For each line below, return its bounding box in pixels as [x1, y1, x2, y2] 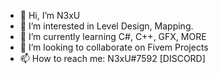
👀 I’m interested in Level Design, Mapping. [19, 20, 194, 32]
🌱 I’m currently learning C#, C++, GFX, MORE [19, 31, 207, 42]
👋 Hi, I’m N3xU [19, 10, 81, 21]
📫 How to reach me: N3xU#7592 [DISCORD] [19, 53, 206, 64]
